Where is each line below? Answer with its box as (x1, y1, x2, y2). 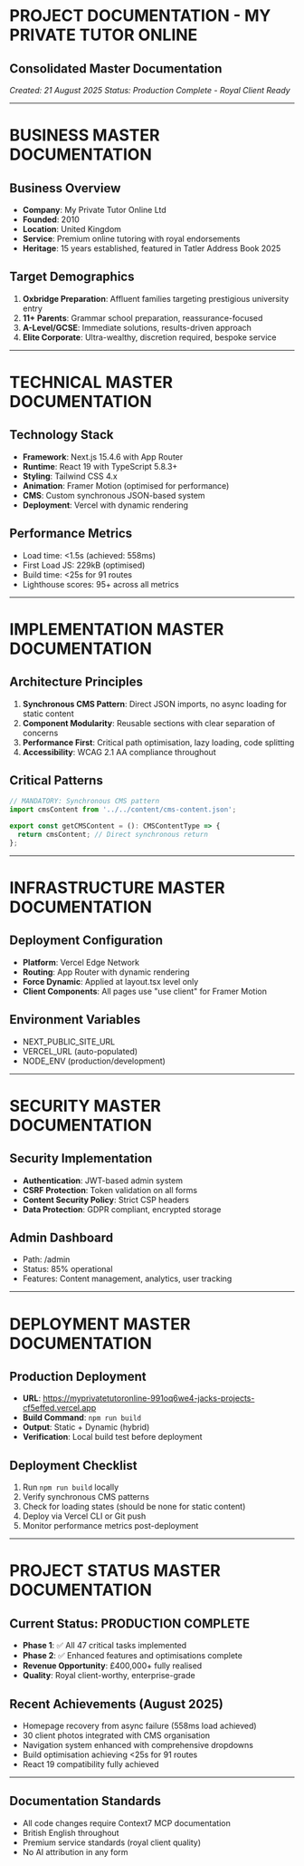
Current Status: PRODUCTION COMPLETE (9, 1616, 251, 1631)
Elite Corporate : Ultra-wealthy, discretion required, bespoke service (22, 332, 277, 343)
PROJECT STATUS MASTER (9, 1560, 222, 1581)
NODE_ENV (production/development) (22, 1055, 166, 1066)
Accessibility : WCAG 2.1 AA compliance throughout (22, 746, 216, 757)
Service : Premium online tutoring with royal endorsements (22, 233, 241, 244)
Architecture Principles (9, 675, 143, 690)
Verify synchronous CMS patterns (22, 1492, 149, 1502)
